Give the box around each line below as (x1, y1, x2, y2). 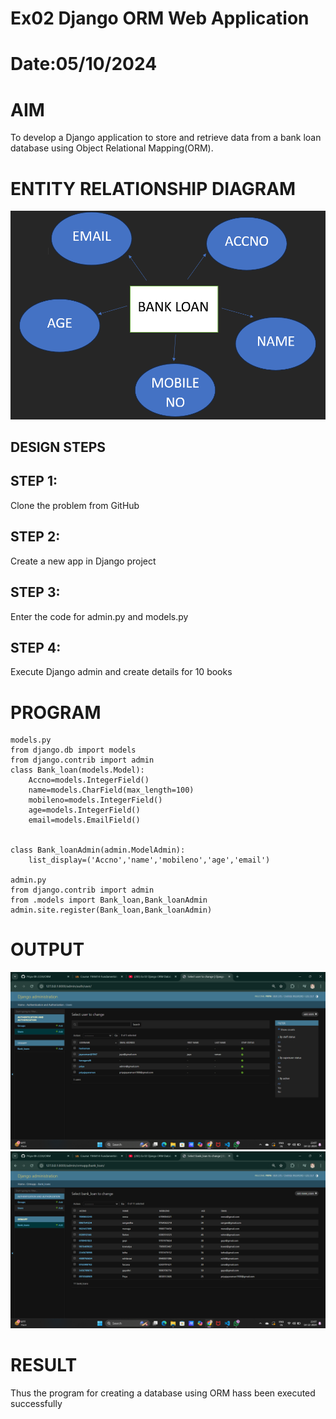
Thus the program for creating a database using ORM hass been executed (10, 1387, 316, 1399)
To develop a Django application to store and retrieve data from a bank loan (10, 132, 322, 144)
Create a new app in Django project (10, 555, 157, 567)
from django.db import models (10, 745, 137, 756)
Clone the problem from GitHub (10, 499, 140, 511)
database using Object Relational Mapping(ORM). (10, 142, 214, 154)
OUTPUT (10, 938, 85, 961)
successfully (10, 1398, 63, 1410)
